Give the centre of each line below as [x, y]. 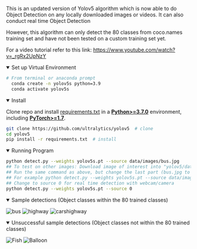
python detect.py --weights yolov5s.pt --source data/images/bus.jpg [93, 161]
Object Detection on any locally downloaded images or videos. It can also [95, 15]
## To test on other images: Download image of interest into [84, 167]
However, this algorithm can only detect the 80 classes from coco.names [94, 32]
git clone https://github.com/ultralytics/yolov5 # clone [80, 128]
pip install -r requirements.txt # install [61, 139]
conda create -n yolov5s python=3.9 [56, 83]
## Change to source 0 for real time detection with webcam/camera [90, 183]
